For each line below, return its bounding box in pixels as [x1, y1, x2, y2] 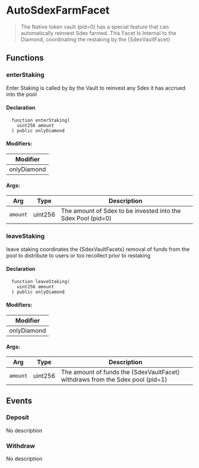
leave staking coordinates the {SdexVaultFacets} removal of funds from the [6, 246, 190, 253]
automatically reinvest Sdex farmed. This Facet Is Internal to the [20, 29, 176, 36]
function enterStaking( [11, 117, 70, 123]
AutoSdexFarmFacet [6, 4, 110, 17]
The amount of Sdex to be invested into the [61, 207, 181, 215]
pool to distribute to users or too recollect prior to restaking [6, 251, 151, 259]
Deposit [6, 413, 30, 422]
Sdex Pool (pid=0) [61, 214, 112, 222]
